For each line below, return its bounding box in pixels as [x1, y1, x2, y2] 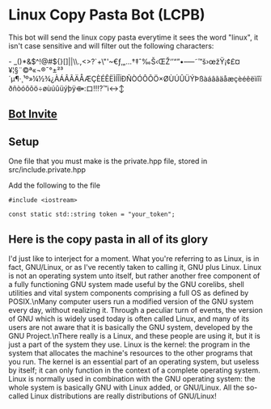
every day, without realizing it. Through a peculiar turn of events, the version [8, 305, 263, 314]
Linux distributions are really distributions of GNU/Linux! [30, 390, 217, 401]
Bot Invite [8, 108, 58, 121]
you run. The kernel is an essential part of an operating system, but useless [8, 356, 260, 366]
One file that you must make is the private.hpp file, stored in [8, 156, 208, 167]
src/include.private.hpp [8, 165, 87, 175]
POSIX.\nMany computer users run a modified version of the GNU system [8, 297, 254, 306]
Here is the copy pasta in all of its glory [8, 232, 209, 246]
